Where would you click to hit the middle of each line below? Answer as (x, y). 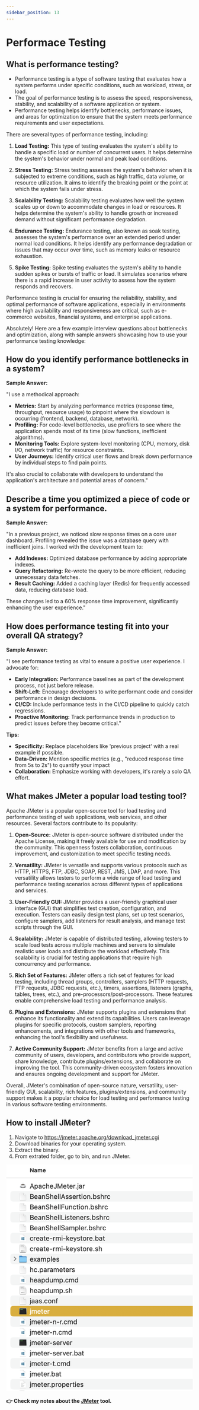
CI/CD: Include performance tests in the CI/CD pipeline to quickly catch (102, 704)
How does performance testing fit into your (88, 626)
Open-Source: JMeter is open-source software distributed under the (99, 835)
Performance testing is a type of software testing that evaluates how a (100, 79)
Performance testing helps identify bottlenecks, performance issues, (98, 110)
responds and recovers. (44, 286)
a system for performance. (57, 508)
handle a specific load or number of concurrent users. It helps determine (103, 152)
